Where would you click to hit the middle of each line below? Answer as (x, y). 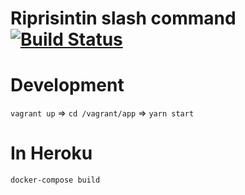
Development (67, 85)
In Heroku (51, 153)
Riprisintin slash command (123, 18)
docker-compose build (55, 180)
